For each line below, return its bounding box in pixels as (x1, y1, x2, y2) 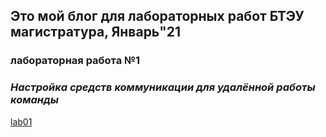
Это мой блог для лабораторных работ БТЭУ (10, 8, 305, 25)
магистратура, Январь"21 (10, 24, 182, 41)
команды (10, 93, 60, 107)
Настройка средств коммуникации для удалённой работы (10, 80, 316, 94)
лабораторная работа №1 (10, 54, 141, 68)
